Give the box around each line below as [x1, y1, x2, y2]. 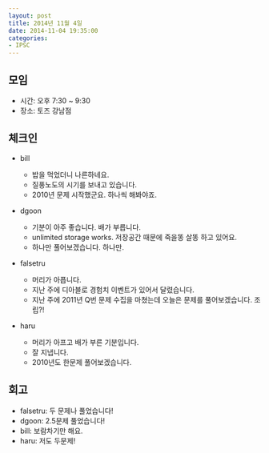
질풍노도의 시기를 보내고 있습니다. [31, 179, 138, 189]
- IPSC [8, 42, 30, 50]
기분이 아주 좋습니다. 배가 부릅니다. [31, 222, 142, 232]
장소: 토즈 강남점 [19, 106, 72, 115]
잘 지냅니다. [31, 347, 69, 357]
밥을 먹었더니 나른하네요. [31, 170, 110, 179]
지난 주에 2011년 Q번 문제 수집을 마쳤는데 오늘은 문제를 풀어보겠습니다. [31, 295, 253, 304]
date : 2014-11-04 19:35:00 [8, 26, 98, 34]
